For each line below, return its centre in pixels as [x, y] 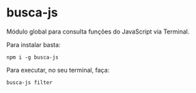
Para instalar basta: [33, 44]
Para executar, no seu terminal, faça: [58, 70]
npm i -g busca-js [32, 57]
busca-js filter [29, 82]
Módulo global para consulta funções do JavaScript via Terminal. [98, 31]
